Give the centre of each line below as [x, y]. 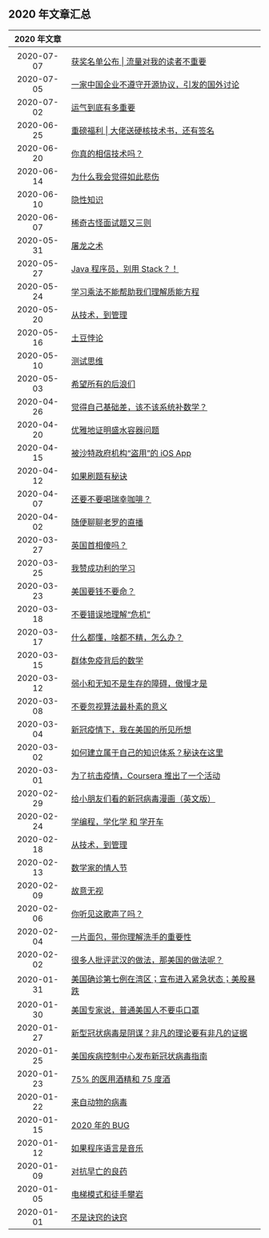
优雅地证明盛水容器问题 [115, 429]
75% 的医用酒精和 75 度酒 [120, 1079]
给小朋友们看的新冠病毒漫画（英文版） [143, 798]
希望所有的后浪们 [103, 384]
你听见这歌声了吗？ [107, 913]
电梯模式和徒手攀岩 [107, 1194]
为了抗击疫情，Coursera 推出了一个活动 [146, 776]
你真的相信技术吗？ [107, 153]
